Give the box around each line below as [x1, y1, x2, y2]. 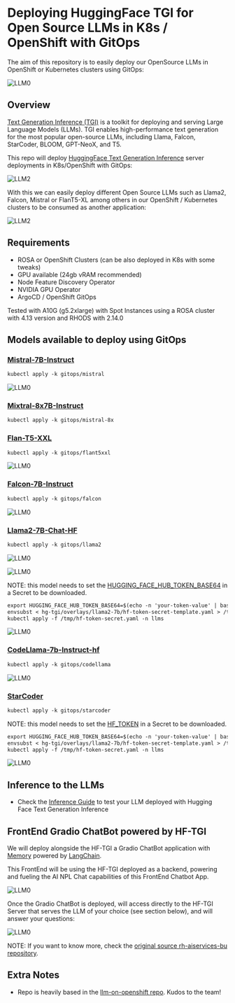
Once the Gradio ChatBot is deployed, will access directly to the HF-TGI [7, 899, 213, 908]
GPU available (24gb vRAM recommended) [17, 270, 142, 279]
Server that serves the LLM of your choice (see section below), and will [7, 907, 213, 916]
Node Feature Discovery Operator [17, 278, 115, 286]
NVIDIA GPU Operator [17, 285, 81, 293]
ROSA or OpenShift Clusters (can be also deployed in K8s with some [17, 255, 215, 264]
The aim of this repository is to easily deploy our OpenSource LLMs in [7, 57, 208, 66]
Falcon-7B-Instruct [7, 479, 73, 489]
